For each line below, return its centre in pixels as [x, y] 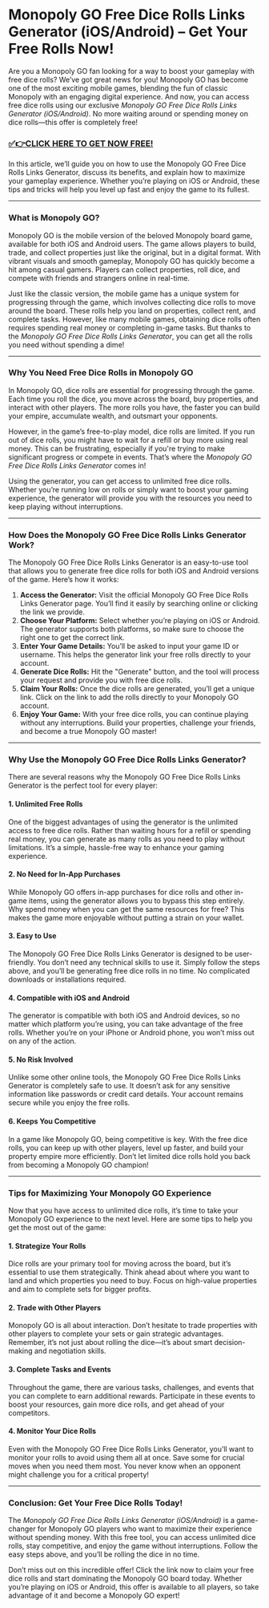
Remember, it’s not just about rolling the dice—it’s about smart [110, 1343]
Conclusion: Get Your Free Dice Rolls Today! [95, 1503]
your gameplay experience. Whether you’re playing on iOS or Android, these [134, 181]
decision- [230, 1343]
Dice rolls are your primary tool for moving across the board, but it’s [120, 1264]
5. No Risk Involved [41, 1059]
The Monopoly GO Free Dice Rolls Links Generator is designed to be [121, 954]
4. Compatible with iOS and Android [69, 998]
